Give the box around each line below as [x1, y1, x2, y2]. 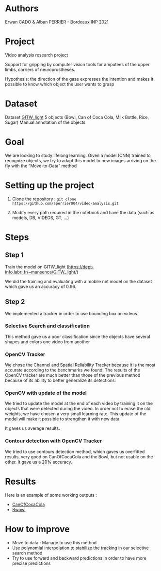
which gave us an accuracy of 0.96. [5, 284, 77, 289]
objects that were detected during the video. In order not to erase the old [5, 406, 151, 412]
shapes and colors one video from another [5, 338, 90, 345]
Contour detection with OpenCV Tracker [5, 437, 102, 444]
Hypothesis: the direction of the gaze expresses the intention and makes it [5, 76, 154, 82]
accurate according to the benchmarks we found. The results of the [5, 367, 141, 373]
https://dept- [68, 264, 94, 269]
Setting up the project [5, 180, 95, 191]
